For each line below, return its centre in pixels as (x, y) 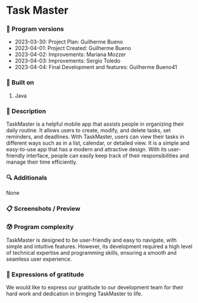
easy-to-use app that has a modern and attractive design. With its (87, 149)
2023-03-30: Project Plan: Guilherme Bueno (69, 42)
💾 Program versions (35, 29)
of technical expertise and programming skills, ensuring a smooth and (91, 252)
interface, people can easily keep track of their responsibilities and (108, 156)
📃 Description (26, 111)
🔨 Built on (20, 83)
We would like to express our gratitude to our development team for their (95, 287)
